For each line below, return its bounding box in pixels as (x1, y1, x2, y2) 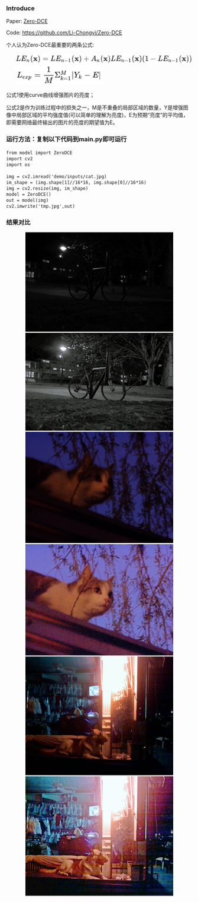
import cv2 (6, 155, 33, 161)
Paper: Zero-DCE (6, 18, 48, 25)
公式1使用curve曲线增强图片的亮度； (6, 91, 95, 99)
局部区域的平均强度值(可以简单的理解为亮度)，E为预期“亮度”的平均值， (16, 112, 189, 119)
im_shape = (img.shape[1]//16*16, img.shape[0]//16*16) (6, 179, 147, 185)
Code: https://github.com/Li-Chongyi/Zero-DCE (6, 29, 122, 36)
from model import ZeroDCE (6, 150, 73, 155)
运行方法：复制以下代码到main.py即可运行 (6, 135, 127, 144)
